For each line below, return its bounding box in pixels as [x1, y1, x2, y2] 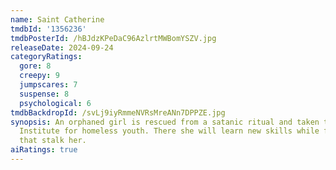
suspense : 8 [19, 89, 70, 99]
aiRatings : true [10, 145, 78, 155]
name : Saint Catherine [10, 14, 105, 25]
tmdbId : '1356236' [10, 24, 87, 34]
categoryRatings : [10, 52, 83, 62]
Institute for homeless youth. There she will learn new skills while [19, 126, 320, 136]
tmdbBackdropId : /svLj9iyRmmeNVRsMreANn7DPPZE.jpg [10, 107, 226, 118]
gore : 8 [19, 61, 52, 71]
